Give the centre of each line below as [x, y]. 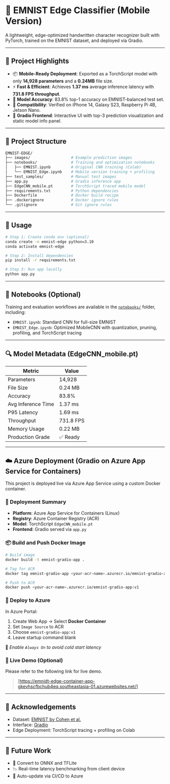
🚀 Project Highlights [37, 61]
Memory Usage [26, 429]
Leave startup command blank [44, 637]
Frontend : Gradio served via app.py [50, 529]
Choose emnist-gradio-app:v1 [44, 632]
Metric [31, 370]
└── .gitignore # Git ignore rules [59, 205]
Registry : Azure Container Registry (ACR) [56, 518]
